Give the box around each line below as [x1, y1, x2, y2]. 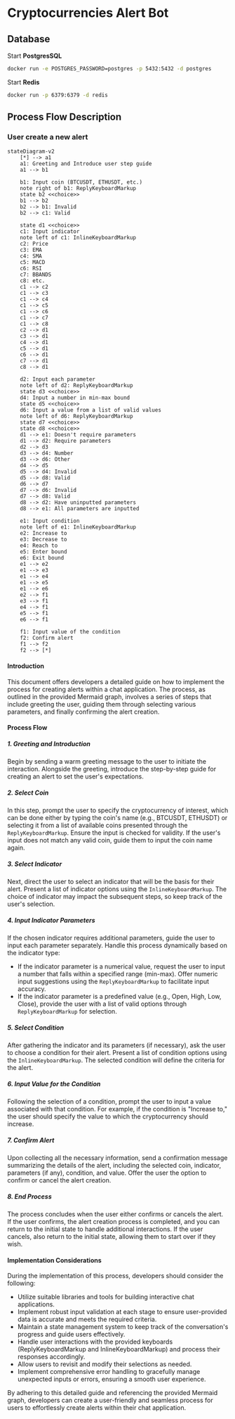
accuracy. [17, 985, 47, 993]
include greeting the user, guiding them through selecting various [7, 700, 196, 708]
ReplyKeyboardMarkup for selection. [17, 1007, 117, 1016]
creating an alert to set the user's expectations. [7, 772, 144, 781]
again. [7, 843, 26, 852]
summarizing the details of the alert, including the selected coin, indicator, [7, 1161, 222, 1170]
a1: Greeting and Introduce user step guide [20, 160, 152, 168]
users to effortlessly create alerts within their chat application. [7, 1404, 187, 1412]
